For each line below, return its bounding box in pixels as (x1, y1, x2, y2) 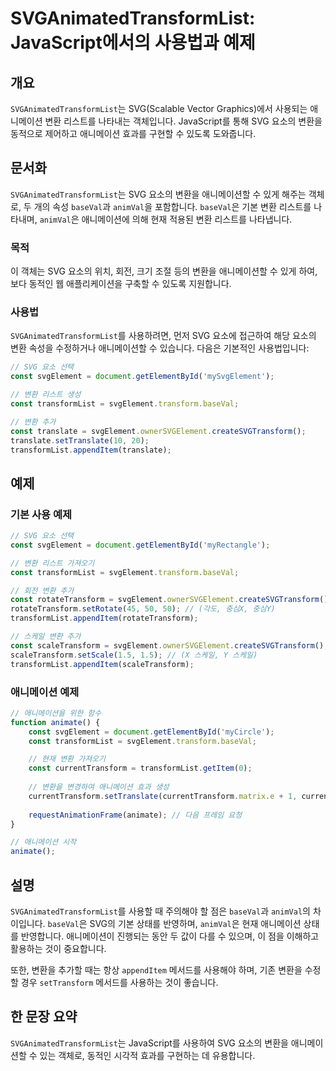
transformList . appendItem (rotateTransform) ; (10, 613, 199, 624)
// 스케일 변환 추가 (10, 632, 82, 642)
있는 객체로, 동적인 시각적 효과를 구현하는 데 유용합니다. (39, 1049, 256, 1061)
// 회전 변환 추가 (10, 585, 75, 596)
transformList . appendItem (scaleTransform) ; (10, 659, 195, 669)
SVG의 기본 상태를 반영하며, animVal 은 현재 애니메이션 (89, 917, 302, 929)
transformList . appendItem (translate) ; (10, 445, 172, 455)
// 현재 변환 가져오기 (28, 754, 106, 764)
